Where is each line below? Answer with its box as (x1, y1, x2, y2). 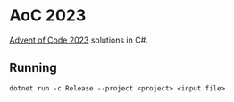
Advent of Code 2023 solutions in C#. (9, 35, 149, 45)
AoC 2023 (9, 5, 87, 26)
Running (9, 60, 58, 75)
